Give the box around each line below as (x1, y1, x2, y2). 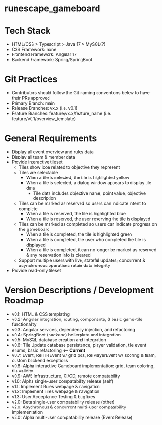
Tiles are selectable (18, 170, 58, 175)
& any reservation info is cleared (26, 252, 91, 258)
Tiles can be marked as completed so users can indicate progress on (18, 221, 157, 227)
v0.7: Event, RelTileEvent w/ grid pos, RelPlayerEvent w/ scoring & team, (11, 352, 156, 358)
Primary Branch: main (11, 100, 55, 106)
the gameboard (18, 227, 49, 232)
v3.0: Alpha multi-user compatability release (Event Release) (11, 414, 133, 420)
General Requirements (4, 133, 97, 144)
